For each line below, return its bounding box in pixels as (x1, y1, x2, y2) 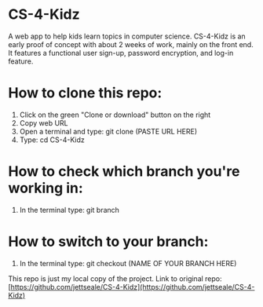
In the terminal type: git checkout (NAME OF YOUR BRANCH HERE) (19, 258, 237, 268)
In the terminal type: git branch (19, 205, 120, 214)
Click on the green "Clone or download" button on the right (19, 110, 211, 119)
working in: (8, 179, 84, 197)
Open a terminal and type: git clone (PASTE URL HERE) (19, 126, 198, 136)
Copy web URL (19, 118, 68, 127)
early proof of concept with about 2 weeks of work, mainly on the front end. (8, 39, 254, 49)
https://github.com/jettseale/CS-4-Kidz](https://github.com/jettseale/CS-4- (10, 282, 255, 291)
